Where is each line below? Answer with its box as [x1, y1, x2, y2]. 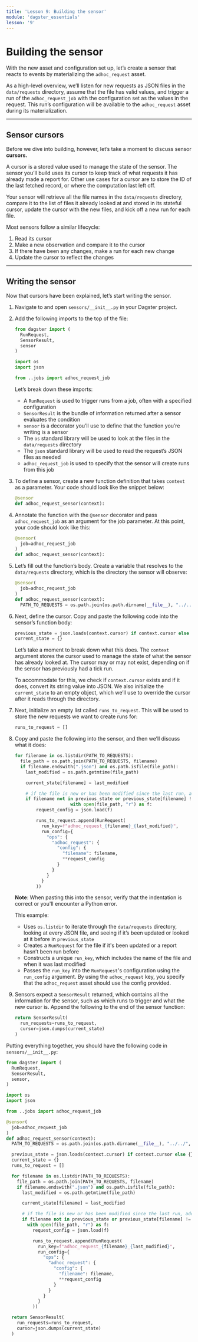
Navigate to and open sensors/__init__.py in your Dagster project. [14, 303, 177, 310]
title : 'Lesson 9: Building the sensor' [6, 8, 107, 15]
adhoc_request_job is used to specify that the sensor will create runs [23, 459, 190, 466]
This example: [14, 912, 49, 919]
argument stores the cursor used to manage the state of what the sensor [14, 653, 192, 660]
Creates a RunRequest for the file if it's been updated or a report [23, 942, 177, 949]
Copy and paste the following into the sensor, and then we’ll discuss [14, 735, 180, 742]
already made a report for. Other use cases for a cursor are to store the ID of [6, 176, 192, 183]
